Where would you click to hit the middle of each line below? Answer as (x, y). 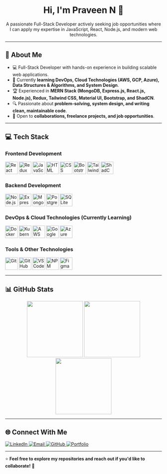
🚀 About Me (24, 55)
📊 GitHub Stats (29, 289)
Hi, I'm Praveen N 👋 (83, 10)
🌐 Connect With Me (36, 432)
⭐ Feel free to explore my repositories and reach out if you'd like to (75, 459)
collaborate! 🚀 (20, 466)
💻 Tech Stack (27, 137)
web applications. (30, 74)
